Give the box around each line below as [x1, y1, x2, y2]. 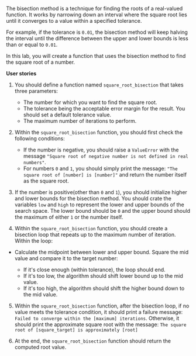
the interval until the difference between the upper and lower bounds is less [6, 35, 188, 42]
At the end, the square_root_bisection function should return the [14, 337, 171, 344]
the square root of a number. [6, 58, 75, 65]
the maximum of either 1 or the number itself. [14, 213, 123, 220]
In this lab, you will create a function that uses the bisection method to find [6, 53, 186, 59]
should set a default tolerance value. [23, 111, 112, 118]
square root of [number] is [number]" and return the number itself [23, 171, 187, 178]
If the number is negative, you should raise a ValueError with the [23, 146, 179, 153]
